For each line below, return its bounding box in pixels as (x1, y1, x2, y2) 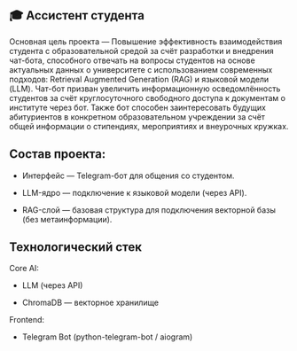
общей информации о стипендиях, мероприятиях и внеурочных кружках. (9, 121, 289, 131)
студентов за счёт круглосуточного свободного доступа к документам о (9, 92, 286, 103)
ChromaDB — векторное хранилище (21, 297, 160, 308)
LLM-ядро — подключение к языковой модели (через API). (21, 187, 247, 198)
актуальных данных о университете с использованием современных (9, 64, 273, 74)
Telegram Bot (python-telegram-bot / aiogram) (21, 331, 193, 342)
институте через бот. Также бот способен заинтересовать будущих (9, 102, 266, 113)
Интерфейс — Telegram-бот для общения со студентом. (21, 170, 235, 181)
